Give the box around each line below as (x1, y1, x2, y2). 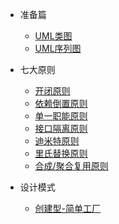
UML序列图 (34, 43, 82, 54)
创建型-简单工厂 (34, 203, 102, 214)
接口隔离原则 (34, 123, 88, 134)
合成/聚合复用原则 (34, 160, 109, 172)
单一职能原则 (34, 110, 88, 122)
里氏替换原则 (34, 148, 88, 159)
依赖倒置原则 (34, 98, 88, 109)
